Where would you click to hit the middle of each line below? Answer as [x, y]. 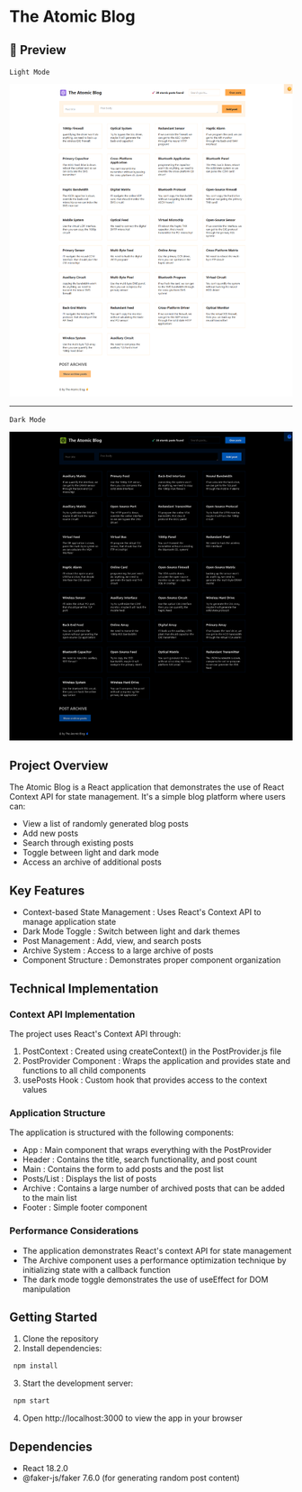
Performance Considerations [74, 1231]
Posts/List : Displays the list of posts [89, 1179]
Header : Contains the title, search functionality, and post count [140, 1159]
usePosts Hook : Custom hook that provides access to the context [145, 1080]
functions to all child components [84, 1070]
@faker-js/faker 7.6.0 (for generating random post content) [131, 1478]
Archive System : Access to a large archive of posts [118, 951]
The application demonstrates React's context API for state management [157, 1250]
